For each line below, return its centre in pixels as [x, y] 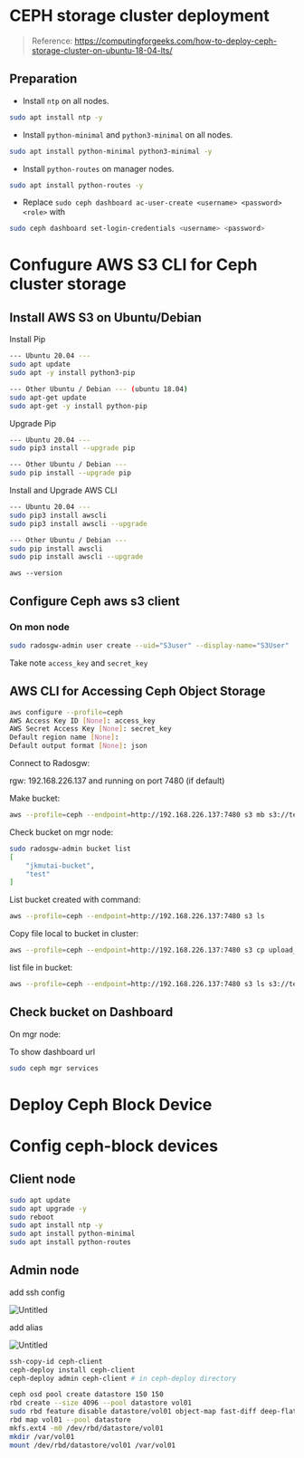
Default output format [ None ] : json [78, 746]
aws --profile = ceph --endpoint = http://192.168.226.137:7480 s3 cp [137, 950]
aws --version [36, 573]
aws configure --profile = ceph [66, 712]
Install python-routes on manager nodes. [98, 168]
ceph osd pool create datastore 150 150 [87, 1395]
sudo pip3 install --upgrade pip [72, 448]
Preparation [43, 79]
